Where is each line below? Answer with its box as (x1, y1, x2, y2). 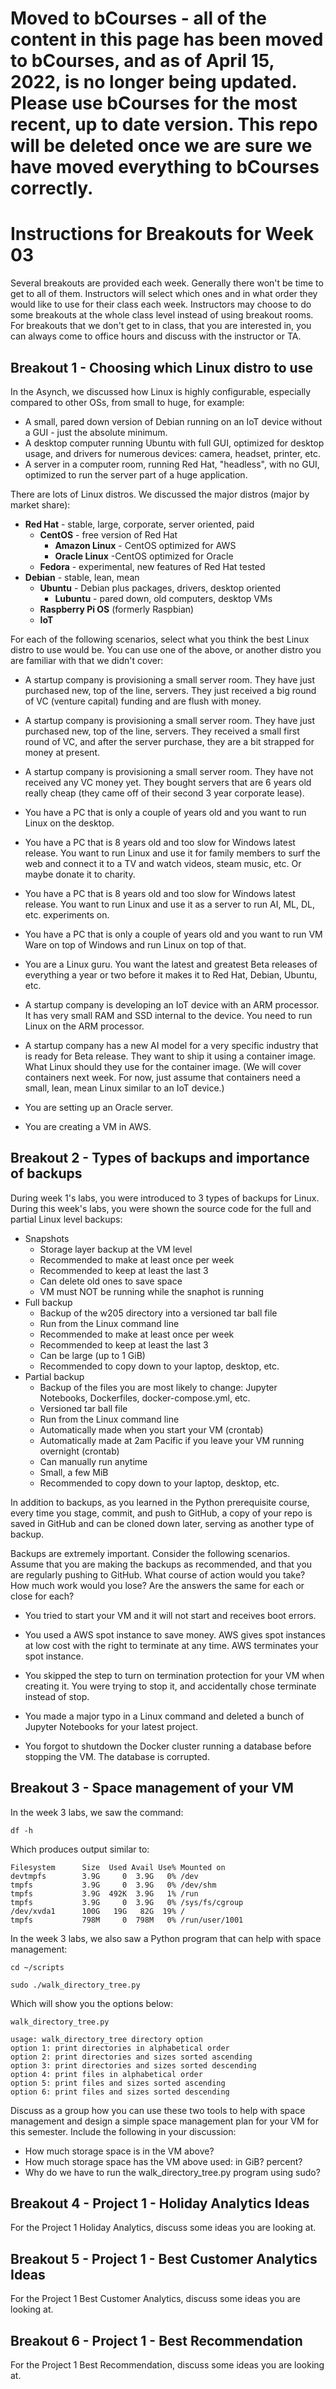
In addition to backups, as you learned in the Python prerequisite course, (10, 1496, 310, 1508)
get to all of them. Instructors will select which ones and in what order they (10, 288, 318, 300)
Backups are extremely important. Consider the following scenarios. (10, 1547, 291, 1559)
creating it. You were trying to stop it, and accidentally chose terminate (24, 1680, 317, 1692)
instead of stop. (24, 1690, 90, 1702)
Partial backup (24, 1370, 85, 1382)
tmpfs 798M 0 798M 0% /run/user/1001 (10, 1915, 244, 1925)
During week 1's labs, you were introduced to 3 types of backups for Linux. (10, 1192, 320, 1204)
